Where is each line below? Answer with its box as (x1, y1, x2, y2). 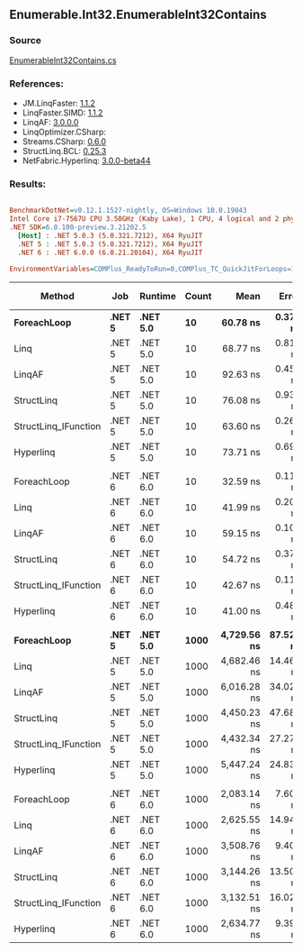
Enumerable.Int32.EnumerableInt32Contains (9, 7, 267, 23)
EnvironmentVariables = (9, 264, 94, 273)
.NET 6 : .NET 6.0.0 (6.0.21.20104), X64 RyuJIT (17, 248, 203, 257)
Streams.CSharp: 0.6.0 (22, 135, 106, 147)
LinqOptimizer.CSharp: (22, 126, 106, 137)
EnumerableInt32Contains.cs (9, 54, 117, 66)
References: (9, 77, 65, 89)
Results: (9, 178, 47, 190)
